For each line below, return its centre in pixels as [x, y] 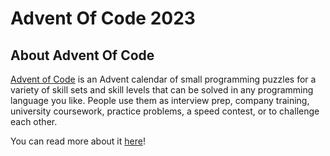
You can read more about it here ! [78, 141]
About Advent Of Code [82, 55]
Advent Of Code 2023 [103, 18]
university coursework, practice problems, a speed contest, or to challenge [165, 111]
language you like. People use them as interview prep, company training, [160, 100]
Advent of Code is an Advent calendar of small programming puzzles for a [163, 79]
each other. [34, 121]
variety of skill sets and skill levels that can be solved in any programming [162, 90]
